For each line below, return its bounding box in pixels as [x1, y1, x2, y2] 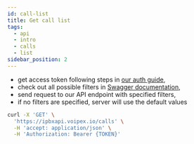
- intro [13, 37, 37, 44]
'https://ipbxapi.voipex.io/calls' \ [13, 117, 124, 125]
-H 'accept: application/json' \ [13, 124, 112, 131]
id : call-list [7, 10, 49, 18]
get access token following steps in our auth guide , [17, 75, 166, 84]
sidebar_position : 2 [7, 56, 68, 63]
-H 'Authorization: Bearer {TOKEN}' [13, 131, 121, 138]
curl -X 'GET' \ [7, 111, 55, 118]
